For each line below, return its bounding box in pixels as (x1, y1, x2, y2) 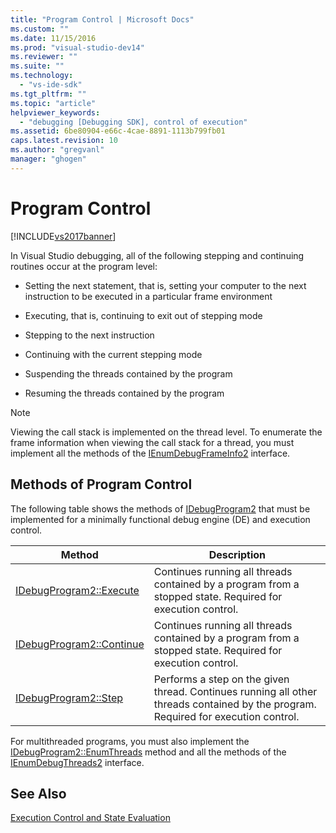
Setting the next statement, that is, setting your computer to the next (24, 279, 307, 291)
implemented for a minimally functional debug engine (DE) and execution (10, 513, 311, 525)
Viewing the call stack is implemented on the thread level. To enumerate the (10, 426, 323, 438)
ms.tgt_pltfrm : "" (10, 89, 87, 99)
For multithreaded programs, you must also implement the (10, 735, 250, 747)
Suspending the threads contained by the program (24, 367, 233, 380)
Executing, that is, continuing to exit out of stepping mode (24, 309, 263, 321)
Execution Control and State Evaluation (10, 812, 171, 824)
